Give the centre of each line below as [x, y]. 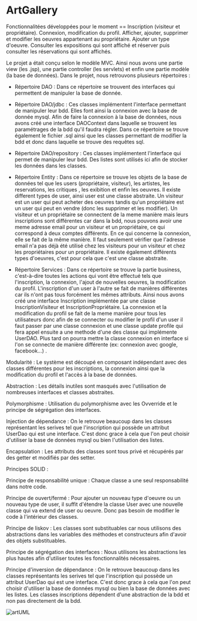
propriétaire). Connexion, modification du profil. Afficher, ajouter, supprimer [97, 32]
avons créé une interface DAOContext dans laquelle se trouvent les [96, 123]
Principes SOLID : [27, 469]
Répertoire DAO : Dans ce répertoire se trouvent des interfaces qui [95, 86]
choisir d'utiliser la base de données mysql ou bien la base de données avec [98, 588]
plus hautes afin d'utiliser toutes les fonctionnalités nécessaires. [84, 558]
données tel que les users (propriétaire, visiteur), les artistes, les [92, 183]
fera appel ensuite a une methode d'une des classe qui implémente [96, 332]
